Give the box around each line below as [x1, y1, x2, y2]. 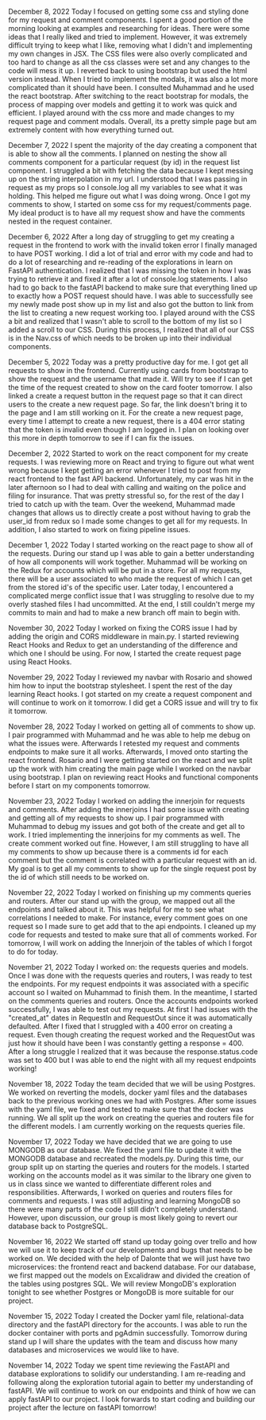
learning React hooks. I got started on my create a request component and [8, 690, 253, 698]
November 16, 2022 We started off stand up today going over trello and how [8, 1237, 257, 1246]
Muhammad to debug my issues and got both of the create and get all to [8, 822, 245, 831]
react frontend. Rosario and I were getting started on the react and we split [8, 756, 253, 764]
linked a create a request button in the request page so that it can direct [8, 391, 243, 400]
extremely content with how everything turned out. [8, 125, 175, 134]
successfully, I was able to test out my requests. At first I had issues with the [8, 1005, 258, 1013]
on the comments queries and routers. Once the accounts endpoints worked [8, 996, 258, 1006]
